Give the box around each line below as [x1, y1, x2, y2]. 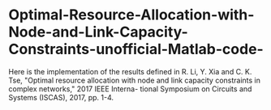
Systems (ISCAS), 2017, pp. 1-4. [8, 92, 114, 102]
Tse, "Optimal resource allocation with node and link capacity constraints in [8, 75, 261, 85]
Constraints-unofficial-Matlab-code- [8, 40, 264, 58]
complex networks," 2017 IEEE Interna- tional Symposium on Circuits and [8, 83, 252, 94]
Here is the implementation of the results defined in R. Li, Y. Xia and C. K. [8, 66, 252, 76]
